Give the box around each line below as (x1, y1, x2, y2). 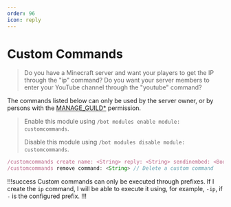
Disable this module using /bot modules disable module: (23, 138, 186, 146)
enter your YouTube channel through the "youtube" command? (23, 83, 202, 91)
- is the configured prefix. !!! (7, 192, 87, 200)
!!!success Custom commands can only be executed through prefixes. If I (7, 177, 214, 186)
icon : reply (7, 17, 41, 23)
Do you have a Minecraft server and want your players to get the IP (23, 69, 214, 77)
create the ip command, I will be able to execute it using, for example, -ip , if (7, 185, 223, 193)
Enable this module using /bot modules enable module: (23, 118, 181, 126)
